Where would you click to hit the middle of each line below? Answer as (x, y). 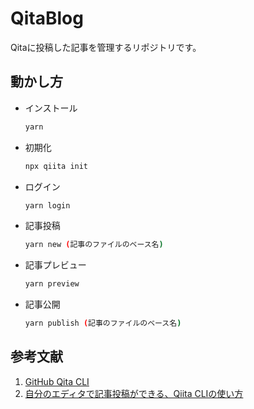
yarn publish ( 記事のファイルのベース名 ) (103, 323)
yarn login (47, 205)
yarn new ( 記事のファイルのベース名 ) (94, 245)
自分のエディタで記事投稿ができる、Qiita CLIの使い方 (134, 393)
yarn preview (52, 284)
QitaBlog (47, 18)
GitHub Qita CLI (57, 381)
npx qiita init (56, 166)
